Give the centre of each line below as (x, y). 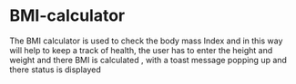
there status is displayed (56, 70)
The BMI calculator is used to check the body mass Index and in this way (146, 41)
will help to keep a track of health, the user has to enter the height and (141, 50)
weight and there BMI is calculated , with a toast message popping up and (148, 60)
